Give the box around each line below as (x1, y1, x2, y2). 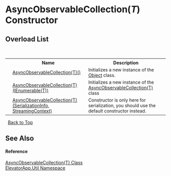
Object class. (88, 72, 116, 78)
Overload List (5, 35, 49, 43)
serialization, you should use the (88, 103, 156, 109)
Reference (5, 148, 28, 154)
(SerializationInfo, (12, 103, 49, 109)
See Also (5, 134, 34, 143)
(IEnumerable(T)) (12, 87, 49, 93)
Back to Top (7, 119, 33, 125)
